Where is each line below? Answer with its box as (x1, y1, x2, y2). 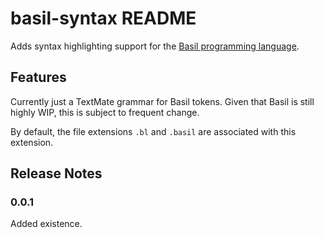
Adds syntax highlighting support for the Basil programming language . (10, 40, 300, 52)
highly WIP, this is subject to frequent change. (10, 106, 200, 118)
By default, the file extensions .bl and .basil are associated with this (10, 125, 297, 137)
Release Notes (10, 165, 103, 182)
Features (10, 69, 67, 86)
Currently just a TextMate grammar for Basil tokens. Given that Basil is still (10, 95, 315, 107)
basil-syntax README (10, 7, 197, 30)
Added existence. (10, 218, 83, 230)
